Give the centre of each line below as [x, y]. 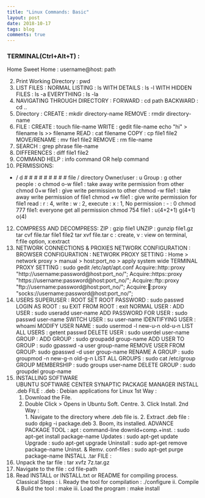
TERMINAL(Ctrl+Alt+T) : [43, 56]
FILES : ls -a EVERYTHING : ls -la [57, 94]
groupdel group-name [44, 371]
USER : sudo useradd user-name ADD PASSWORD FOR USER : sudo [102, 313]
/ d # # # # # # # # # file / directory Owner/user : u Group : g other [99, 177]
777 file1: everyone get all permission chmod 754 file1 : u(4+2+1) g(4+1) [106, 210]
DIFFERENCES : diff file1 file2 [52, 153]
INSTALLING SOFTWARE [47, 378]
